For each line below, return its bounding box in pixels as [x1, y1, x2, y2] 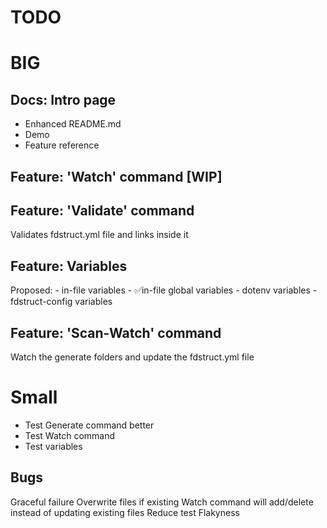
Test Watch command [24, 429, 116, 441]
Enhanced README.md [24, 118, 122, 130]
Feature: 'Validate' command [10, 202, 195, 219]
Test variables [24, 440, 83, 452]
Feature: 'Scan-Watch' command [10, 324, 222, 341]
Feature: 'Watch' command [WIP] [10, 168, 223, 185]
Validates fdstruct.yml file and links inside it [10, 229, 189, 241]
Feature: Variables [10, 257, 128, 275]
